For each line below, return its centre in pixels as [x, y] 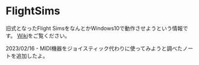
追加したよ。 [32, 55]
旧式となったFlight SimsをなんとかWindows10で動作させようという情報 [94, 28]
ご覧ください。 [52, 35]
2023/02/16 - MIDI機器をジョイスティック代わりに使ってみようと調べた [94, 48]
